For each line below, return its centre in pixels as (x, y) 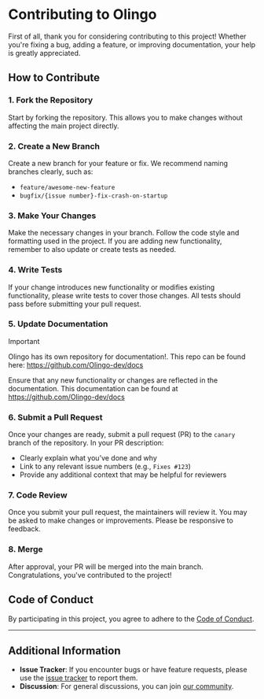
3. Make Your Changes (52, 216)
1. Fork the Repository (51, 100)
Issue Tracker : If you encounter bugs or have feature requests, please (133, 670)
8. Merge (26, 549)
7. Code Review (38, 495)
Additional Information (64, 651)
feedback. (24, 529)
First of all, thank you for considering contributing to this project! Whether (127, 36)
